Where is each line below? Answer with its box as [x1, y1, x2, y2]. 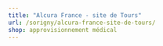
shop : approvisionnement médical [8, 26, 118, 34]
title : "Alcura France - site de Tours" [8, 11, 143, 19]
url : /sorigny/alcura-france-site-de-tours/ [8, 19, 156, 27]
